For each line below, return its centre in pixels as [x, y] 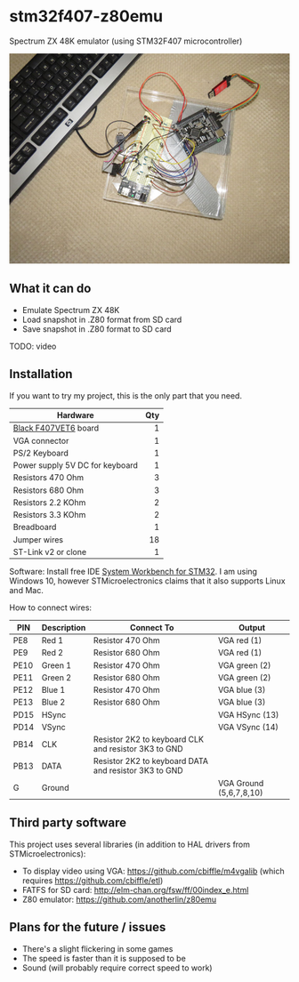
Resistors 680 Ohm [48, 490]
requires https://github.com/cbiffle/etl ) [93, 880]
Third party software [68, 823]
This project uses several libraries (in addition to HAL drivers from [130, 844]
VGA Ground [241, 783]
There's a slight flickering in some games [97, 948]
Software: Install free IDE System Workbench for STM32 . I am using [133, 572]
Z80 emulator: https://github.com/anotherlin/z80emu [119, 899]
